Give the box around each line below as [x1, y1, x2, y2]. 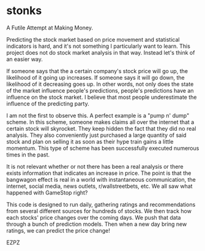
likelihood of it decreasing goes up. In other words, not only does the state [6, 80, 194, 88]
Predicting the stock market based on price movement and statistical [6, 36, 180, 43]
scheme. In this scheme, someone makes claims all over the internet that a [6, 118, 195, 126]
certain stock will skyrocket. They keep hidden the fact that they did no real [6, 125, 196, 132]
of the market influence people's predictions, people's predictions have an [6, 87, 194, 94]
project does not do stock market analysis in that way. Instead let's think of [6, 48, 195, 56]
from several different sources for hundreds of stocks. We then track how [6, 207, 192, 215]
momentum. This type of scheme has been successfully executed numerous [6, 144, 199, 152]
